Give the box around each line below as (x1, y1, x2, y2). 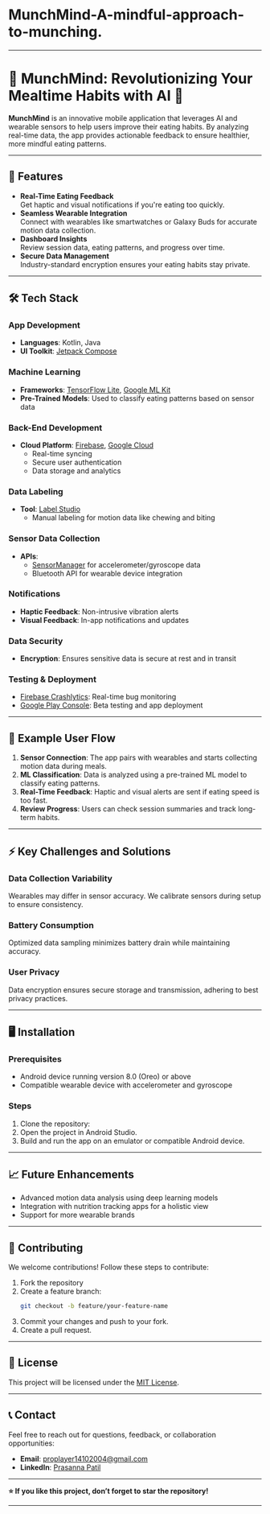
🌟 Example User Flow (8, 731, 117, 745)
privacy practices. (8, 993, 68, 1003)
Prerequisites (8, 1053, 62, 1064)
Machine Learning (8, 366, 81, 377)
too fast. (19, 795, 48, 806)
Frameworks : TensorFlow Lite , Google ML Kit (19, 385, 171, 394)
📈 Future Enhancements (8, 1167, 135, 1181)
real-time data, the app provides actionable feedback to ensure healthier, (8, 130, 251, 140)
